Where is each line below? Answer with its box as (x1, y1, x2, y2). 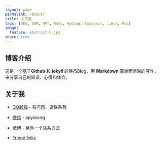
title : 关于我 (5, 16, 32, 21)
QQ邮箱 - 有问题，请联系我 (12, 104, 67, 110)
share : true (5, 35, 30, 40)
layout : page (5, 7, 32, 12)
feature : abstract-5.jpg (9, 30, 61, 35)
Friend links (12, 135, 36, 141)
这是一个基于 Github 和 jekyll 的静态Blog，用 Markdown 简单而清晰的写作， (5, 68, 159, 74)
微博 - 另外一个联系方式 (12, 125, 61, 131)
